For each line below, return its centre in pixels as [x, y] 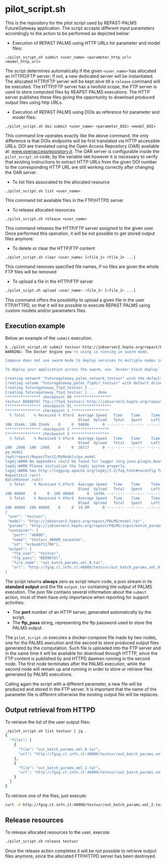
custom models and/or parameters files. [46, 310]
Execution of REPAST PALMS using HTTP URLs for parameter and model [86, 43]
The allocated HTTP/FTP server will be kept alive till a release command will [83, 81]
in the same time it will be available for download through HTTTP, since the [82, 653]
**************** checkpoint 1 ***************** [57, 411]
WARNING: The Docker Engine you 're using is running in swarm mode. [77, 352]
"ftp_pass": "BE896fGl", [37, 558]
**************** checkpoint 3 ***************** [57, 434]
